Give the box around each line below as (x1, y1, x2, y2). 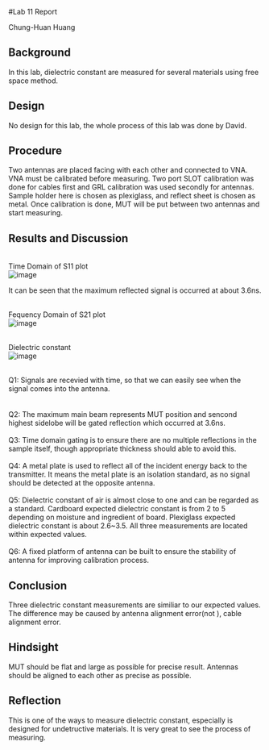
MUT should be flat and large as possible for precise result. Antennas (8, 661, 239, 672)
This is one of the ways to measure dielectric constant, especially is (8, 715, 234, 725)
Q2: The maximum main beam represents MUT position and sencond (8, 410, 238, 419)
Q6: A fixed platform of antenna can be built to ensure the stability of (8, 547, 237, 556)
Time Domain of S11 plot (8, 261, 89, 271)
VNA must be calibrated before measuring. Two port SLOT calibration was (8, 173, 255, 184)
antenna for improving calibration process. (8, 556, 149, 565)
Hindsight (8, 640, 59, 654)
